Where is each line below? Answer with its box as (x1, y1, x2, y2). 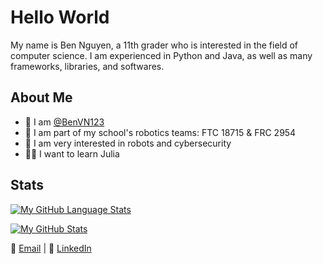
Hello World (10, 6, 110, 29)
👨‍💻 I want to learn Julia (24, 147, 120, 160)
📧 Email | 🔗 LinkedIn (10, 242, 92, 254)
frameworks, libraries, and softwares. (10, 60, 165, 72)
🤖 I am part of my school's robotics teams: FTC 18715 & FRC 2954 (24, 126, 297, 138)
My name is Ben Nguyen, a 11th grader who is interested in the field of (10, 39, 299, 51)
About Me (10, 89, 73, 106)
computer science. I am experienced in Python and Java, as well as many (10, 49, 313, 61)
